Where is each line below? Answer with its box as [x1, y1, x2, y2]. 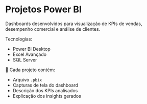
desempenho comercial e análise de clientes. [5, 26, 101, 32]
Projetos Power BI [5, 4, 82, 15]
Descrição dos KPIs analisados [12, 87, 78, 93]
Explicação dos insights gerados [12, 93, 82, 99]
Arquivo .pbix [12, 76, 42, 82]
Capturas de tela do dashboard [12, 82, 78, 88]
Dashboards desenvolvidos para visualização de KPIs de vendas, [5, 20, 142, 27]
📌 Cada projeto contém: [5, 67, 55, 73]
